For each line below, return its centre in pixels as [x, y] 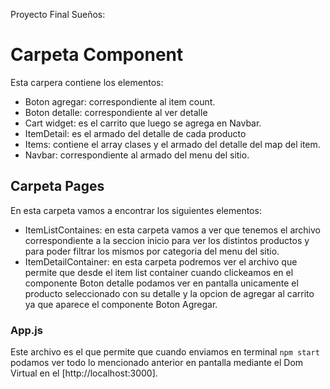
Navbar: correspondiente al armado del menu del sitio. [137, 155]
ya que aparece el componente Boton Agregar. [121, 304]
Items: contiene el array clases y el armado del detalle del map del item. [172, 144]
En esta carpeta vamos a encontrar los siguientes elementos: [136, 210]
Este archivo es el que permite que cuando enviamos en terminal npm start [165, 352]
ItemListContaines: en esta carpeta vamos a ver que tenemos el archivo [172, 230]
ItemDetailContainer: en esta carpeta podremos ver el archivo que [161, 261]
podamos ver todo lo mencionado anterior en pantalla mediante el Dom [157, 363]
